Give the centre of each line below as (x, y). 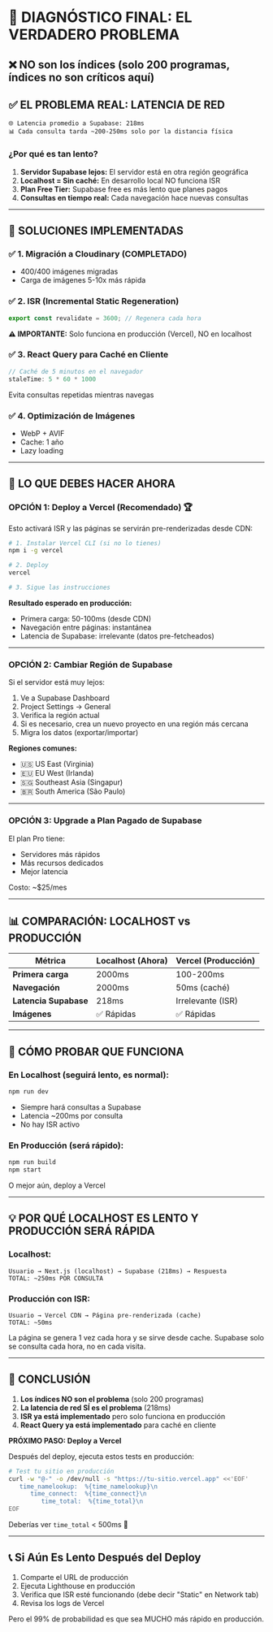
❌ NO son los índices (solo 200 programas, (119, 65)
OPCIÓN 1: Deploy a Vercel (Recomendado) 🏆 (101, 508)
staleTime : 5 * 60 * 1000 (52, 379)
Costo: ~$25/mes (38, 887)
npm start (25, 1170)
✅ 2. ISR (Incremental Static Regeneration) (94, 301)
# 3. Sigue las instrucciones (60, 588)
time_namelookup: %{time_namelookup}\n (89, 1487)
